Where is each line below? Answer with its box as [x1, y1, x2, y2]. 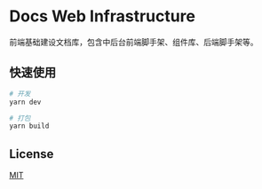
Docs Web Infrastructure [9, 6, 195, 27]
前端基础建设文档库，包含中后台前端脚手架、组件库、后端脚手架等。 [9, 36, 258, 47]
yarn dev [9, 98, 42, 106]
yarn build [9, 122, 50, 130]
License [9, 146, 54, 161]
